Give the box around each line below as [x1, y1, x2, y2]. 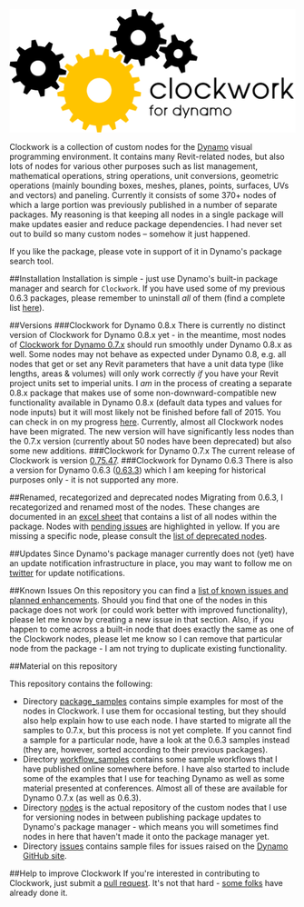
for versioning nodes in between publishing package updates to [22, 812, 261, 822]
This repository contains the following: [9, 678, 153, 689]
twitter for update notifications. [9, 567, 125, 578]
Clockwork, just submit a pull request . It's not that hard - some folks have [9, 877, 283, 888]
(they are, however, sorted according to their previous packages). [22, 743, 269, 754]
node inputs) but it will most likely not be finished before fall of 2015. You [9, 406, 281, 417]
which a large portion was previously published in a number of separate [9, 199, 278, 210]
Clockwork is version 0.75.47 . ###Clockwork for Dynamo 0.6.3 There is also [9, 454, 293, 465]
